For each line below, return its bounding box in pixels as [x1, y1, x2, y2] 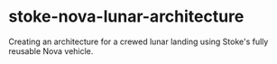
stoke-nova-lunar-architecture [8, 6, 245, 27]
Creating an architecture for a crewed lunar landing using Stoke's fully [8, 36, 269, 47]
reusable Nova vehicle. [8, 45, 94, 56]
